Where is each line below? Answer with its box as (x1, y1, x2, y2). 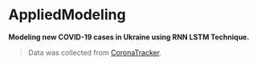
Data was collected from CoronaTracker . (27, 47, 162, 57)
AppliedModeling (8, 6, 126, 24)
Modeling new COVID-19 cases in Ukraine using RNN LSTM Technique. (8, 32, 250, 42)
